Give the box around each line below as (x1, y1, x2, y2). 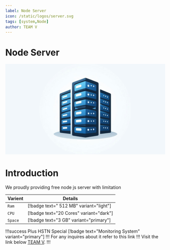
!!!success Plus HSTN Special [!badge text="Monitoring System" (5, 228, 140, 234)
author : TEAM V (5, 24, 38, 30)
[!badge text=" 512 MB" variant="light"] (27, 203, 112, 209)
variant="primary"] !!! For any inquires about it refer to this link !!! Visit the (5, 234, 159, 240)
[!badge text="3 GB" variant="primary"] (27, 217, 111, 223)
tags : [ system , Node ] (5, 19, 49, 24)
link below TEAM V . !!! (5, 239, 51, 245)
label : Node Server (5, 8, 47, 13)
